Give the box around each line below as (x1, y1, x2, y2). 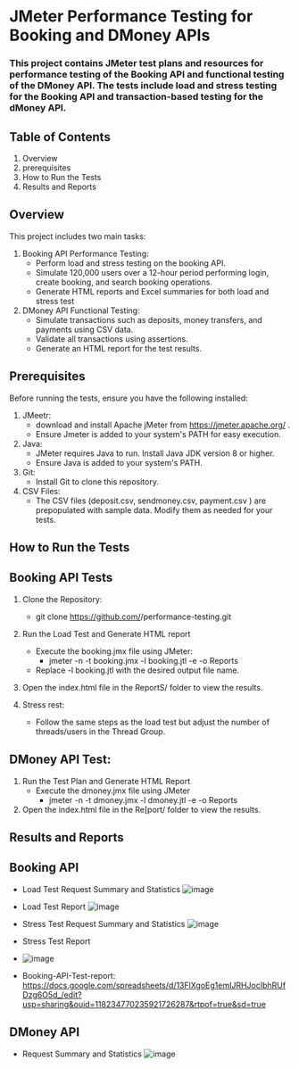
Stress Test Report (21, 935, 91, 947)
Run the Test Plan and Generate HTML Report (21, 775, 190, 786)
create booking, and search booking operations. (35, 277, 212, 287)
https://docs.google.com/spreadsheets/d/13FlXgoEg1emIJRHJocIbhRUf (21, 980, 287, 990)
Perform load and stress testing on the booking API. (35, 257, 226, 269)
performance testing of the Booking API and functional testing (9, 69, 285, 81)
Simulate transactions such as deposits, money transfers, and (35, 314, 263, 325)
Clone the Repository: (21, 593, 103, 604)
